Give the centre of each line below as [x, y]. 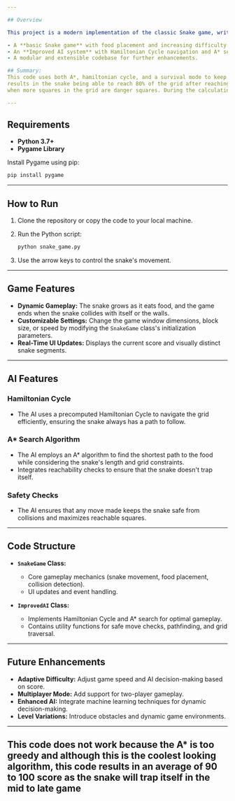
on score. [31, 686]
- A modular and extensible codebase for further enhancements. [103, 58]
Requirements [38, 125]
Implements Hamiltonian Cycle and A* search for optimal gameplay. [125, 618]
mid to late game [44, 789]
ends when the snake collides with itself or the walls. [93, 313]
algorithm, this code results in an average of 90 [113, 767]
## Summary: [24, 71]
